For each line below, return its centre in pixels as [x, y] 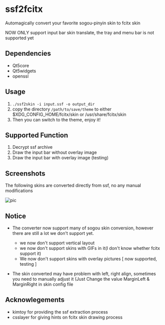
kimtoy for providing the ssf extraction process [60, 312]
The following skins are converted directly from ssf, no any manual [73, 186]
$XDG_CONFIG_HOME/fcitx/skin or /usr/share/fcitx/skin [69, 114]
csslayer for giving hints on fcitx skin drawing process [67, 317]
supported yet [20, 38]
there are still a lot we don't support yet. [53, 233]
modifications [19, 191]
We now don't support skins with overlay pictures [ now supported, [88, 259]
